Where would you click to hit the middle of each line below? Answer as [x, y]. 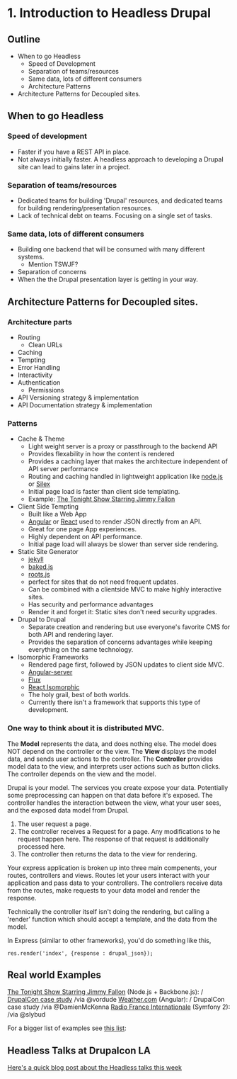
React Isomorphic [54, 687]
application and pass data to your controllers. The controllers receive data [115, 883]
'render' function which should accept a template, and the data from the [112, 919]
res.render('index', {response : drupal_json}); [80, 953]
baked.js [41, 567]
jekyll [36, 559]
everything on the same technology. [81, 650]
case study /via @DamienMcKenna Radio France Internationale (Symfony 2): [119, 1007]
